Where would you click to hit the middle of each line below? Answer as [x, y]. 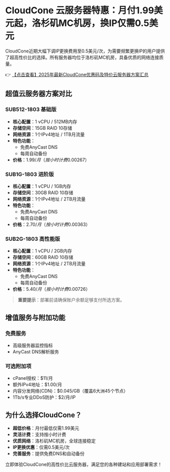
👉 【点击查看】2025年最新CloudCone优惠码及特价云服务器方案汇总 [77, 74]
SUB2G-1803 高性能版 [33, 239]
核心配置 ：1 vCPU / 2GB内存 [42, 251]
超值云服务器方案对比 [39, 94]
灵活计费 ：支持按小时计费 [39, 435]
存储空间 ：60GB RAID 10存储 [43, 257]
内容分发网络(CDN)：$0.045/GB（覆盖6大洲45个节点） [70, 391]
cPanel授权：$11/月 [33, 378]
